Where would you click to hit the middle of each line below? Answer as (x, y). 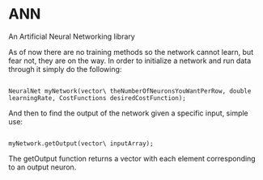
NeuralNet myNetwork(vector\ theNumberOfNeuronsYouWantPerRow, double (130, 91)
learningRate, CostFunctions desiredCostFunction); (97, 98)
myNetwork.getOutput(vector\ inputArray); (81, 143)
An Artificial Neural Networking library (72, 36)
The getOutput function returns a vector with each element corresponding (132, 158)
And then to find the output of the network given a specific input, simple (128, 113)
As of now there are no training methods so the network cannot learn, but (131, 52)
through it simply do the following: (65, 69)
